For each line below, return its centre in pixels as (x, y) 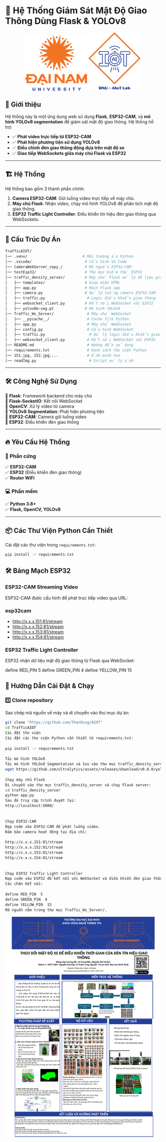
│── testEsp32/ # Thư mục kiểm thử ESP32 (74, 272)
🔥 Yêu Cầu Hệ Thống (38, 442)
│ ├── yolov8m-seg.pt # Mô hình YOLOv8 (63, 309)
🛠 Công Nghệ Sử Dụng (41, 381)
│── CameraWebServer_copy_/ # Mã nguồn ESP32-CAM (68, 267)
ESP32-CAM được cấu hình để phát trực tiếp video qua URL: (66, 598)
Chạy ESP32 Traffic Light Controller (44, 873)
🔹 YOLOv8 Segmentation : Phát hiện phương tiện (55, 411)
